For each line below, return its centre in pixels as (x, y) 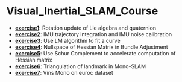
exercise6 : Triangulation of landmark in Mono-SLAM (80, 66)
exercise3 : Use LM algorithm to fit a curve (67, 40)
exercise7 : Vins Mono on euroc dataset (64, 72)
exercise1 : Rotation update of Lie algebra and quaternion (86, 28)
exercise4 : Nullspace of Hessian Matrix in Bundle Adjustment (92, 47)
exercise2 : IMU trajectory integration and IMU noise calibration (93, 34)
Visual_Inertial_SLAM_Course (82, 11)
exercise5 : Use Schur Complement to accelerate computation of (95, 53)
